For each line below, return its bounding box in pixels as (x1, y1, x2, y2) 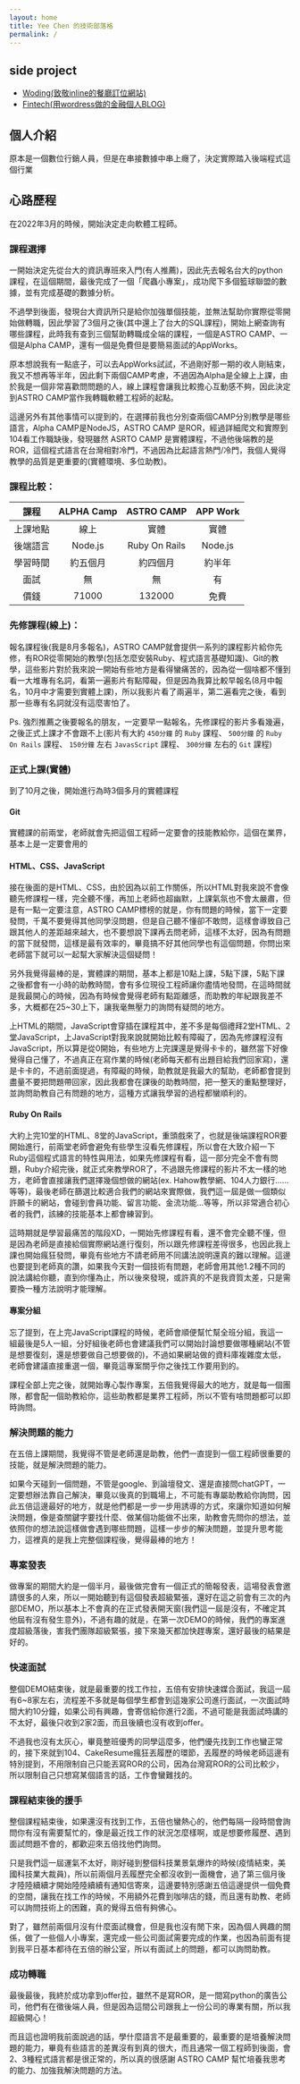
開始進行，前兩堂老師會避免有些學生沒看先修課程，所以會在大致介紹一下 (9, 1141, 275, 1152)
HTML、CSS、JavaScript (9, 860, 105, 871)
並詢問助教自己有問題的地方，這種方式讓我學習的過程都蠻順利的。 (9, 1088, 252, 1098)
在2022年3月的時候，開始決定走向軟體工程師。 (9, 218, 183, 229)
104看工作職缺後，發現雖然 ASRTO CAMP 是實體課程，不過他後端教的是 (9, 434, 274, 445)
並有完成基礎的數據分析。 (24, 287, 119, 298)
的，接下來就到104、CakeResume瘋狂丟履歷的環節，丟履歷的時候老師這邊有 (9, 1747, 290, 1758)
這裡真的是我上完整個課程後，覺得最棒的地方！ (24, 1535, 197, 1546)
